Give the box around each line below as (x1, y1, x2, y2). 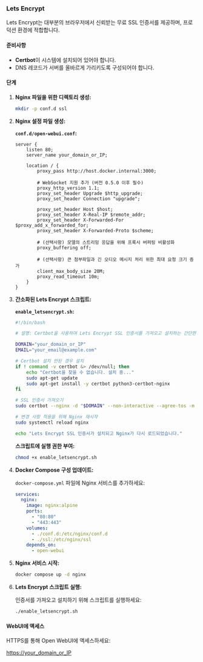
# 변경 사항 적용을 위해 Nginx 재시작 (15, 414, 98, 420)
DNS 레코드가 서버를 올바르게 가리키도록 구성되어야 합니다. (15, 64, 155, 71)
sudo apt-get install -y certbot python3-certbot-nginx (26, 381, 170, 387)
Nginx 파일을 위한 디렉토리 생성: (15, 93, 92, 101)
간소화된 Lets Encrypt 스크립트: (15, 295, 92, 303)
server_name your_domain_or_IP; (26, 152, 108, 158)
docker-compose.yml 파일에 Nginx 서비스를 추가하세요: (15, 479, 145, 486)
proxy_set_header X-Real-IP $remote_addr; (37, 212, 146, 218)
